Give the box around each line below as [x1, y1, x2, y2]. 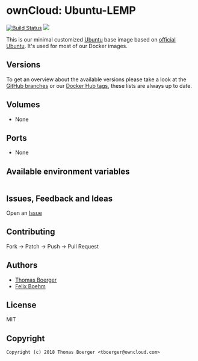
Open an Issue [6, 209, 42, 217]
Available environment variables [6, 166, 131, 176]
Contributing [6, 227, 55, 237]
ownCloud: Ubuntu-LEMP [6, 4, 137, 17]
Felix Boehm [14, 282, 46, 289]
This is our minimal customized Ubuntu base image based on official [6, 35, 176, 43]
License [6, 300, 37, 310]
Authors [6, 260, 38, 271]
